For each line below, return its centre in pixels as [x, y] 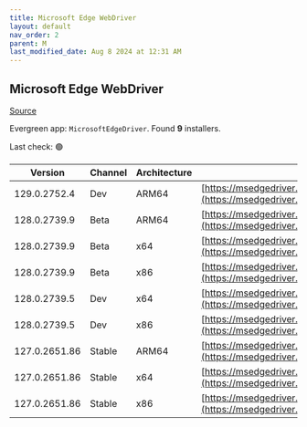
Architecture [164, 172]
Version [48, 172]
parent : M [28, 43]
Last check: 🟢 [37, 146]
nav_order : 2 [34, 35]
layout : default [40, 26]
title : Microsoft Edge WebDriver [73, 18]
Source [23, 110]
